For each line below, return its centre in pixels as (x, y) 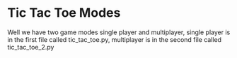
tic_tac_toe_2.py (31, 47)
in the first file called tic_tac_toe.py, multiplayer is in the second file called (114, 39)
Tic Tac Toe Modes (64, 13)
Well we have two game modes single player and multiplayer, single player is (119, 32)
